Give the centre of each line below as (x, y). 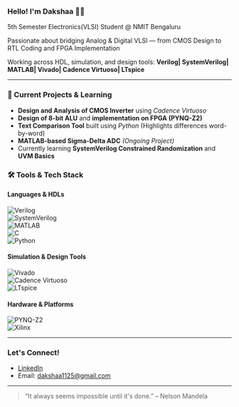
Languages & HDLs (36, 195)
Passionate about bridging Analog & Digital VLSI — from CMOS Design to (115, 41)
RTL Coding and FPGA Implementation (64, 48)
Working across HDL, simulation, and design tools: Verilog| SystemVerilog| (118, 62)
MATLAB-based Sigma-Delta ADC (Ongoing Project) (96, 140)
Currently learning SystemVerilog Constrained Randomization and (116, 148)
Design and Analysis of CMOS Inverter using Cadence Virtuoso (112, 110)
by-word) (31, 133)
